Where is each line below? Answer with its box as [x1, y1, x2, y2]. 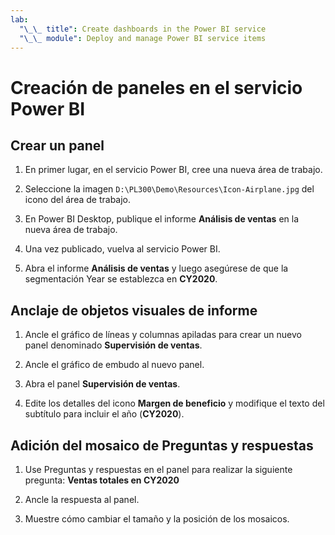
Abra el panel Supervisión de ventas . [24, 378, 181, 390]
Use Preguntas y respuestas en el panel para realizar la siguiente [24, 464, 293, 475]
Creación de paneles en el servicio [10, 76, 303, 99]
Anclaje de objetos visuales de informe [10, 302, 258, 319]
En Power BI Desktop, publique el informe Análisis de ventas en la [24, 213, 299, 225]
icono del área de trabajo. [24, 194, 132, 206]
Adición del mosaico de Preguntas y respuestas [10, 437, 314, 454]
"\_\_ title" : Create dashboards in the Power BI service [19, 24, 267, 34]
